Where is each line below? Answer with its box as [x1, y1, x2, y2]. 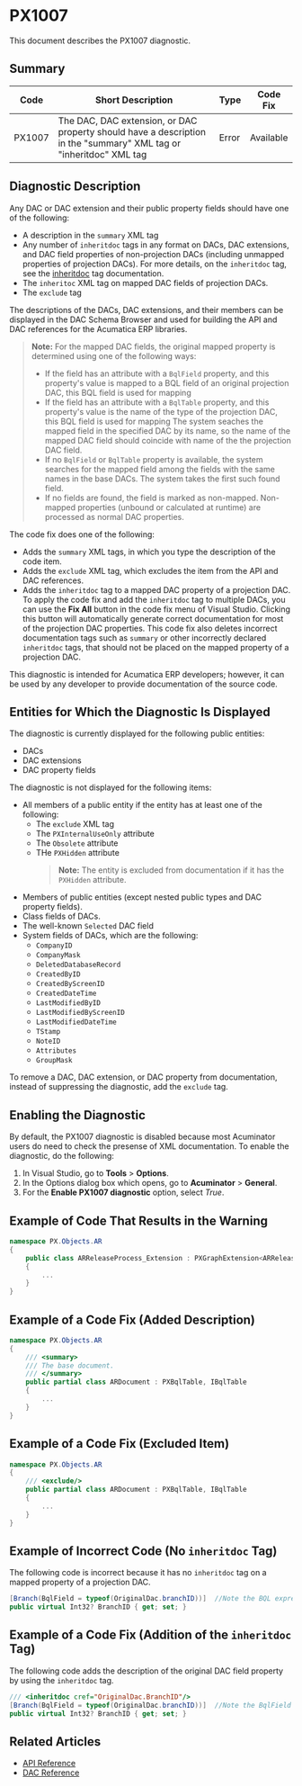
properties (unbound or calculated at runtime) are [77, 501, 262, 513]
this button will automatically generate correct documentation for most [22, 613, 284, 624]
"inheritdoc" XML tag [58, 148, 147, 160]
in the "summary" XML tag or [58, 137, 182, 149]
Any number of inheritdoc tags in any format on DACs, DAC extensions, [22, 239, 289, 250]
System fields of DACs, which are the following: [22, 930, 199, 941]
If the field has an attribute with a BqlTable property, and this [44, 397, 270, 408]
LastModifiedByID [35, 999, 102, 1008]
